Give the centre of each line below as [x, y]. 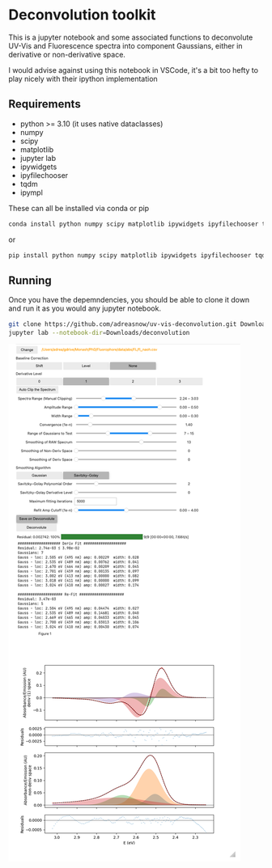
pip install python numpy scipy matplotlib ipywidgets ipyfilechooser [130, 255]
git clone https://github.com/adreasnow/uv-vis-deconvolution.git [123, 324]
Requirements [45, 104]
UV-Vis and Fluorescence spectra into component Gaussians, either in [125, 45]
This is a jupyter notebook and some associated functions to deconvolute [131, 37]
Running [30, 280]
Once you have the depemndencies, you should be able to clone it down [129, 300]
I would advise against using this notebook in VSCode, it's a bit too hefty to [134, 70]
